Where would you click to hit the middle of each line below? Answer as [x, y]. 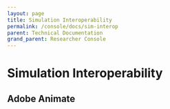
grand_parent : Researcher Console [57, 39]
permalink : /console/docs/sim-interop [63, 26]
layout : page [26, 13]
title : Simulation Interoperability [60, 20]
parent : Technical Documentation [55, 33]
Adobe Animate [41, 98]
